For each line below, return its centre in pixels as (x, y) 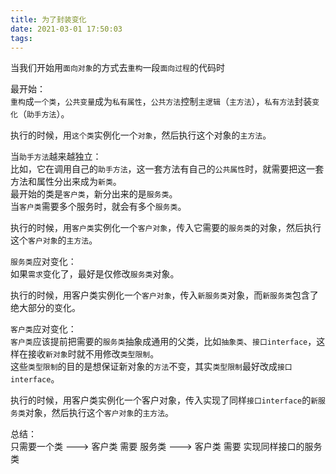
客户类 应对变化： (43, 329)
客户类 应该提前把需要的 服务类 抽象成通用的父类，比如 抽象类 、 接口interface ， (163, 342)
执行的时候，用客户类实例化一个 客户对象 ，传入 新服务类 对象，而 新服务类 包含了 (164, 295)
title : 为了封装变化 (48, 19)
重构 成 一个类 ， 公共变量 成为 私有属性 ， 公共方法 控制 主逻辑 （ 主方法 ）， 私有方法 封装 (161, 102)
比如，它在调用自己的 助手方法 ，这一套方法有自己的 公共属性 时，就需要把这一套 (167, 169)
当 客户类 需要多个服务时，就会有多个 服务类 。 (98, 207)
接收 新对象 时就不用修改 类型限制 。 (93, 354)
